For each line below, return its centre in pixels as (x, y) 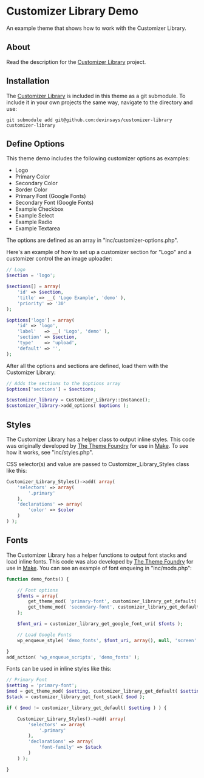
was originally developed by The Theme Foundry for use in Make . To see (97, 445)
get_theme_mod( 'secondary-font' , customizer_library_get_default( (115, 607)
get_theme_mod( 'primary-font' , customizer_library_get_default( (113, 601)
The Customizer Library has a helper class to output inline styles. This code (101, 439)
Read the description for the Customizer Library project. (76, 62)
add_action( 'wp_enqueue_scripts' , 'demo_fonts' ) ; (73, 657)
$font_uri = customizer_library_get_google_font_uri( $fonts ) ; (100, 624)
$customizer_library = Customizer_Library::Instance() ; (78, 400)
